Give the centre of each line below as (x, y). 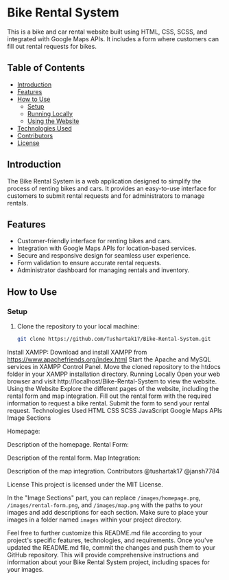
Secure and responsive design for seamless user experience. (104, 256)
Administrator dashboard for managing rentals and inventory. (103, 270)
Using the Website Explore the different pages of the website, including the (113, 388)
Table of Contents (46, 68)
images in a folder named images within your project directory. (95, 520)
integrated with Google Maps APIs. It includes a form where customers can (113, 38)
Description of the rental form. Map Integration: (74, 458)
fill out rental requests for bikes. (52, 46)
